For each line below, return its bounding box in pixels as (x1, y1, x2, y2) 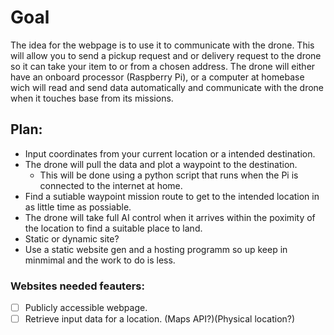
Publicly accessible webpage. (24, 302, 148, 314)
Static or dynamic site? (24, 232, 120, 245)
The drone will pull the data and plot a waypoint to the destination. (24, 158, 298, 170)
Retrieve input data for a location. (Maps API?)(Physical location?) (24, 313, 296, 325)
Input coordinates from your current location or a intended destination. (24, 147, 316, 160)
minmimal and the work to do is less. (24, 254, 176, 266)
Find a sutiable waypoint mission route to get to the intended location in (24, 190, 320, 202)
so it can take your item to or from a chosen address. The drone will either (10, 60, 316, 72)
